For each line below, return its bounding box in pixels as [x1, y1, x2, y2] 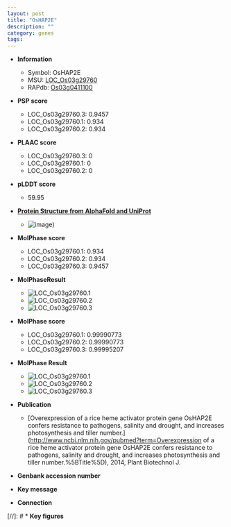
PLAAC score [17, 138, 57, 147]
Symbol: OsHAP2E [27, 69, 81, 77]
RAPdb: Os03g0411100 [27, 83, 93, 92]
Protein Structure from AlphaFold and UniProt [17, 207, 151, 215]
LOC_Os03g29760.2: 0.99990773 [27, 338, 124, 346]
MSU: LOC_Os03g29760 [27, 76, 98, 84]
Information [17, 55, 53, 63]
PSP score [17, 97, 48, 105]
